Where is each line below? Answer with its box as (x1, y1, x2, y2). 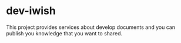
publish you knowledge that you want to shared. (6, 29, 123, 37)
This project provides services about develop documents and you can (6, 24, 175, 31)
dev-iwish (6, 4, 56, 18)
